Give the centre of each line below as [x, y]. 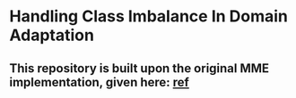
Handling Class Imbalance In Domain [149, 16]
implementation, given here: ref [100, 82]
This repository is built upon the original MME [139, 68]
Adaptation [52, 35]
